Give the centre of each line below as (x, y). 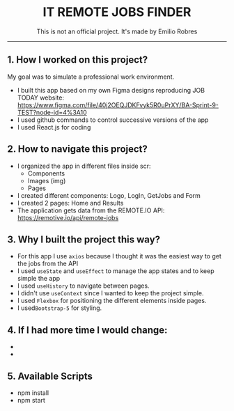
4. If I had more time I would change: (87, 330)
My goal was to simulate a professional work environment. (91, 77)
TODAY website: (41, 98)
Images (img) (47, 180)
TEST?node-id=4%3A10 (52, 112)
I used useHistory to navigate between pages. (83, 286)
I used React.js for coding (54, 127)
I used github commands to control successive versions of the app (113, 120)
